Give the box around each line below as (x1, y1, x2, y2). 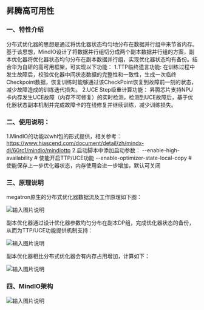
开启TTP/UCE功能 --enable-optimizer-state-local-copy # (49, 154, 192, 161)
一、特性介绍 (6, 25, 44, 34)
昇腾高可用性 (6, 5, 55, 16)
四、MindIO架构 (6, 282, 53, 291)
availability (6, 154, 33, 161)
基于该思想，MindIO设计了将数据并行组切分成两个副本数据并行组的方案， (6, 48, 189, 55)
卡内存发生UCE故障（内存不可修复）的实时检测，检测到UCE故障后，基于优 (6, 93, 194, 101)
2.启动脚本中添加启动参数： (72, 146, 141, 153)
